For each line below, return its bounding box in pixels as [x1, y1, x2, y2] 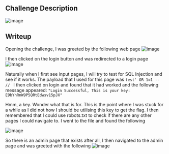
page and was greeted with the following [5, 142, 91, 149]
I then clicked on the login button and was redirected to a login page [5, 55, 149, 61]
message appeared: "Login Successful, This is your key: [5, 87, 131, 93]
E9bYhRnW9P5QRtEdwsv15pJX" [5, 93, 63, 98]
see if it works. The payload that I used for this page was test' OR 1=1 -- [5, 76, 160, 82]
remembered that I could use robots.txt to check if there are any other [5, 112, 152, 118]
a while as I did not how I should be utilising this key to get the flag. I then [5, 107, 159, 113]
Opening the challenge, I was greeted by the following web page [5, 46, 141, 52]
